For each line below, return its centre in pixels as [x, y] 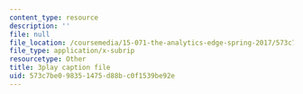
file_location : [38, 43]
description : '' [40, 26]
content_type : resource [54, 17]
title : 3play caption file [60, 68]
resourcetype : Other [48, 59]
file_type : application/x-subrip [72, 51]
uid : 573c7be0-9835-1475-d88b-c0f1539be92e [92, 76]
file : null [30, 34]
